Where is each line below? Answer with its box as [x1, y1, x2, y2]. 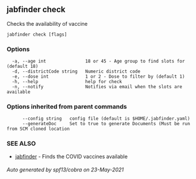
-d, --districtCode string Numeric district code [12, 68, 141, 75]
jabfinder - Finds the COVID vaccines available [15, 153, 128, 160]
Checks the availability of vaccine [6, 20, 88, 27]
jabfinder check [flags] [6, 32, 67, 37]
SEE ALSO [6, 140, 36, 148]
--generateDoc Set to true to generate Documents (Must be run [22, 121, 191, 127]
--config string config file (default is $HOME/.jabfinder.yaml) [22, 116, 191, 122]
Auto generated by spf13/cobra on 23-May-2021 [6, 166, 124, 173]
